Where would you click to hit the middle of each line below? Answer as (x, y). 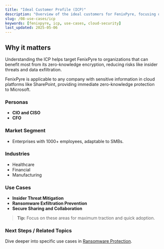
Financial (21, 169)
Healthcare (23, 165)
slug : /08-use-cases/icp (30, 19)
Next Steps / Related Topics (39, 231)
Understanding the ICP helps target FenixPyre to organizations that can (77, 59)
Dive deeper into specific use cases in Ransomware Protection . (69, 241)
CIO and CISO (26, 113)
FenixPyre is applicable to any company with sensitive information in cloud (80, 79)
